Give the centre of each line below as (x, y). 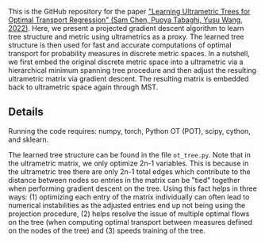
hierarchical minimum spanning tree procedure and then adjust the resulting (132, 70)
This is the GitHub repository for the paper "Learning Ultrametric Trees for (129, 11)
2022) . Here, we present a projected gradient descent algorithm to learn (126, 28)
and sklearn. (29, 139)
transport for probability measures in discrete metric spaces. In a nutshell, (129, 53)
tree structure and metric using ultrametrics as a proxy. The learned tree (126, 36)
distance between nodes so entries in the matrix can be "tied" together (124, 180)
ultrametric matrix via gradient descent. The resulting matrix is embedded (129, 79)
